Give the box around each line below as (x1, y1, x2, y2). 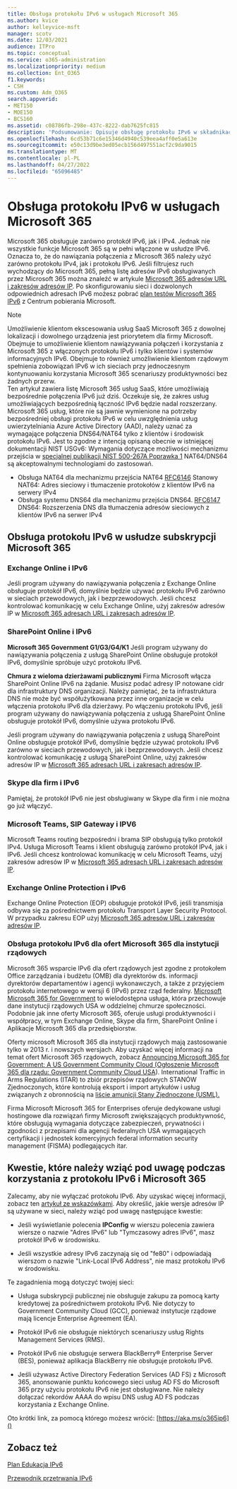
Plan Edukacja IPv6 (7, 1460, 63, 1469)
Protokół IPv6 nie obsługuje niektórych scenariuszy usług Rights (17, 1327, 205, 1336)
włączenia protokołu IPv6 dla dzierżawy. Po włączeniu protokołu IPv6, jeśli (7, 701, 224, 710)
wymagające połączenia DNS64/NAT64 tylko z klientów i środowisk (7, 429, 205, 438)
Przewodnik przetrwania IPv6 (7, 1474, 93, 1483)
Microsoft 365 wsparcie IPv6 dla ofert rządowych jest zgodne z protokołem (7, 963, 227, 972)
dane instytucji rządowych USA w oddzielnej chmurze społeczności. (7, 1001, 207, 1010)
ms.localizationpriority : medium (7, 63, 106, 70)
